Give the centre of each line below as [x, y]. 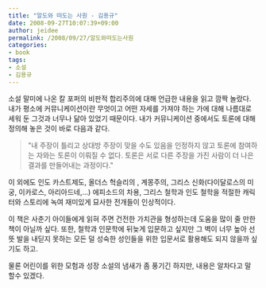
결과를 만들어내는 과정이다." [70, 165]
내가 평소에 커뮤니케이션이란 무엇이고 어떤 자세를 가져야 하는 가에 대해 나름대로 [130, 108]
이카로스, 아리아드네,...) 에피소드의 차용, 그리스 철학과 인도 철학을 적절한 [130, 192]
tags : [17, 60]
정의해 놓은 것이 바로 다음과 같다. [59, 128]
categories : [28, 45]
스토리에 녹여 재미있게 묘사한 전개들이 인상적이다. [99, 202]
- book [19, 53]
